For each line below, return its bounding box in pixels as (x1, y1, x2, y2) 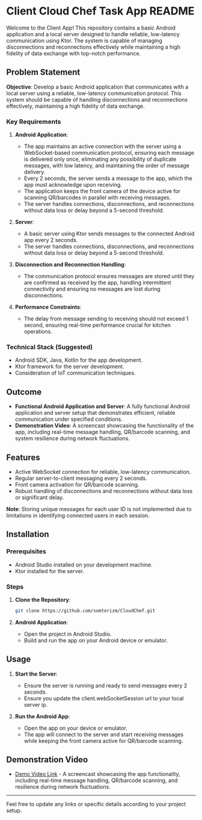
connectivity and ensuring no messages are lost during (23, 285, 161, 293)
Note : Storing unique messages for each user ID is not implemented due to (6, 505, 192, 512)
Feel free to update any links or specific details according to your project (6, 801, 186, 808)
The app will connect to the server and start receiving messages (23, 730, 184, 738)
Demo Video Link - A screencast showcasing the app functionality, (14, 771, 180, 778)
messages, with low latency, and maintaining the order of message (23, 162, 189, 169)
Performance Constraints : (14, 303, 82, 311)
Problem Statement (6, 67, 81, 78)
